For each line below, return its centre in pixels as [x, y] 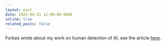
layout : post [19, 10]
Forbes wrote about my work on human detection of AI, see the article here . [83, 38]
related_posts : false [28, 24]
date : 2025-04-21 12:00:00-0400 [39, 14]
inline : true [19, 19]
